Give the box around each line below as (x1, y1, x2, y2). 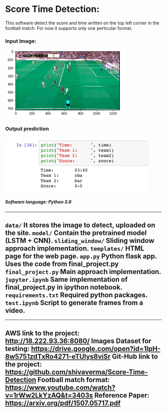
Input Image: (5, 37, 36, 44)
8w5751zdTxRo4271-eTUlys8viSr (5, 352, 111, 361)
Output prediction (5, 125, 49, 132)
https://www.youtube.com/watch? (5, 383, 116, 392)
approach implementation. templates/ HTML (5, 244, 145, 252)
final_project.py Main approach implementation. (5, 267, 162, 276)
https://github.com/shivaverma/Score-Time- (5, 368, 148, 376)
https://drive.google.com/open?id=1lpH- (31, 344, 161, 353)
